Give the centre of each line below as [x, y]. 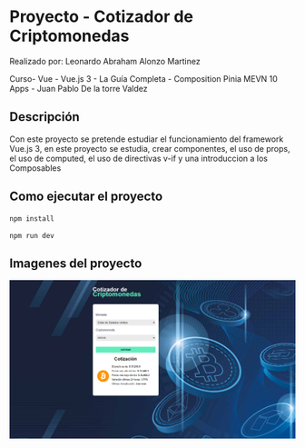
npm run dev [32, 235]
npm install [32, 219]
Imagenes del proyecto [76, 263]
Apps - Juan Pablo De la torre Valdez [79, 88]
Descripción [44, 117]
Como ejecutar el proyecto [86, 197]
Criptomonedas [69, 36]
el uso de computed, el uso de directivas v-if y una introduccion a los [139, 158]
